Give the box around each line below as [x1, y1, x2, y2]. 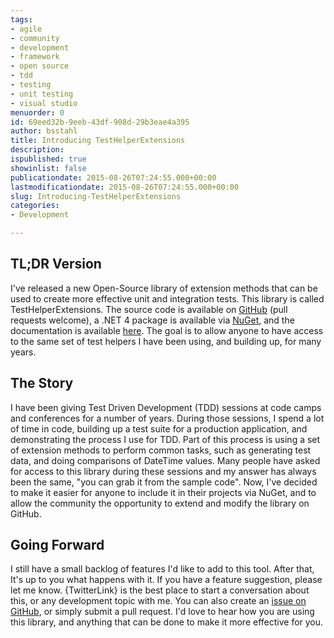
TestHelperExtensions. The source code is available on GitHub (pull [10, 303, 288, 315]
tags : [10, 14, 33, 25]
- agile [10, 24, 43, 34]
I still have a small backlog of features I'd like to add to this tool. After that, [10, 563, 315, 575]
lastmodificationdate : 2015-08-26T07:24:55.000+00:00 [10, 182, 240, 192]
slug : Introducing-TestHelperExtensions [10, 191, 182, 201]
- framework [10, 52, 60, 62]
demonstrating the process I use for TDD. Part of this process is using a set [10, 433, 321, 445]
